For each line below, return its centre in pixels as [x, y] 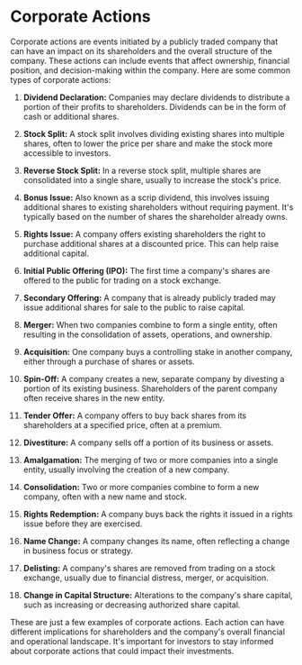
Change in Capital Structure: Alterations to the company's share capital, [158, 595]
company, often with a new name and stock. [105, 496]
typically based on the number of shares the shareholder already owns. [155, 216]
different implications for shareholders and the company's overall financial [148, 632]
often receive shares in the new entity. [94, 397]
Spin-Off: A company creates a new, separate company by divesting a [154, 378]
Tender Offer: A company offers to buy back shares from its [134, 415]
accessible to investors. [67, 153]
